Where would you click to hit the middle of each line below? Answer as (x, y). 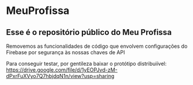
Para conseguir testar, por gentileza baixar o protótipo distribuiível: (86, 63)
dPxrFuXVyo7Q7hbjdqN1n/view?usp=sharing (60, 76)
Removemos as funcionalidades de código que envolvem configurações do (97, 46)
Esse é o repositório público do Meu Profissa (89, 32)
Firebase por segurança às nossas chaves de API (66, 52)
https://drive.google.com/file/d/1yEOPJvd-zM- (62, 70)
